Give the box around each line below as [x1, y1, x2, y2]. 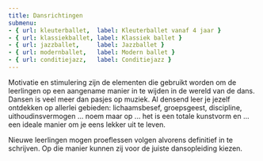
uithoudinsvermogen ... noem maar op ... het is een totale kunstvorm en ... [8, 111, 250, 121]
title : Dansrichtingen [8, 11, 83, 20]
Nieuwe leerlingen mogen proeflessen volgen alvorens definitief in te [8, 135, 234, 144]
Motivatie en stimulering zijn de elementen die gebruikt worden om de [8, 77, 237, 87]
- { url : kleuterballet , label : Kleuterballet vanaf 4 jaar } [8, 26, 222, 34]
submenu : [8, 19, 37, 27]
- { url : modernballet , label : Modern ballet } [8, 48, 176, 56]
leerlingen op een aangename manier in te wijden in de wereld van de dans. [8, 86, 255, 95]
